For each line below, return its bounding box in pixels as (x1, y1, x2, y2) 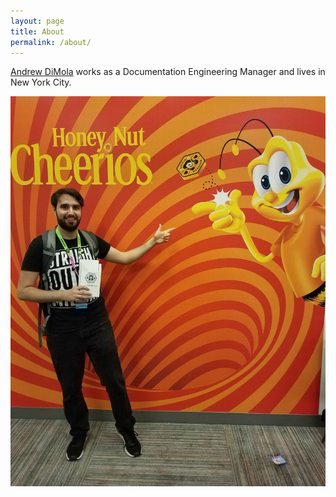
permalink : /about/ (10, 37, 92, 47)
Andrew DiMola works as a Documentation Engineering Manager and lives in (10, 66, 326, 78)
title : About (10, 26, 65, 37)
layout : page (10, 16, 65, 26)
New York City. (10, 76, 72, 89)
